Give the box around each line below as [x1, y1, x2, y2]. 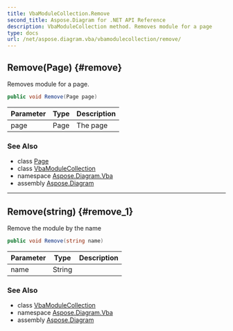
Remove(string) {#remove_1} [7, 206, 134, 217]
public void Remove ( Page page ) [7, 93, 98, 100]
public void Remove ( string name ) [7, 237, 104, 244]
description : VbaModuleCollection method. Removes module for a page [7, 23, 213, 30]
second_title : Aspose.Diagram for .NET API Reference [7, 17, 166, 24]
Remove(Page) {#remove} [7, 62, 123, 73]
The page [76, 120, 108, 130]
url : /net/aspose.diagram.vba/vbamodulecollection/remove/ [7, 36, 182, 43]
